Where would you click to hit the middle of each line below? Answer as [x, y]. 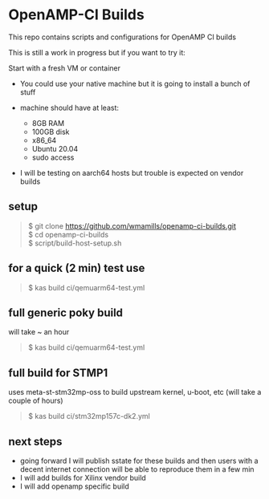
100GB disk [51, 132]
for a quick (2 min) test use [77, 268]
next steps [35, 442]
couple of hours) [36, 401]
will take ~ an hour [39, 332]
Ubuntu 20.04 [55, 148]
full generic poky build [65, 312]
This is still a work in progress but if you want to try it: [97, 52]
